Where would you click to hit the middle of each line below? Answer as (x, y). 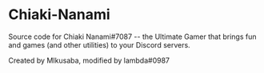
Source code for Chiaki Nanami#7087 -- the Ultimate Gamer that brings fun (133, 36)
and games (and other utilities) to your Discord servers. (99, 44)
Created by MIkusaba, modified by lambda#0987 (89, 60)
